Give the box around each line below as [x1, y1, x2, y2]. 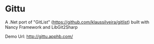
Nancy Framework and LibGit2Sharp [5, 24, 78, 30]
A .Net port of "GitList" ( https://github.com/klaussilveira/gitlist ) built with [5, 19, 150, 25]
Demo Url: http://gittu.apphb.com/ [5, 33, 73, 39]
